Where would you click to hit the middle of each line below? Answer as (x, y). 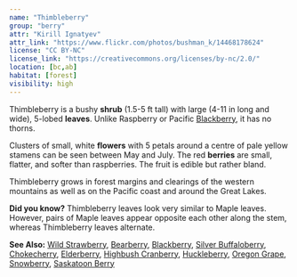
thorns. (22, 128)
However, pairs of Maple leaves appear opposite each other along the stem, (148, 217)
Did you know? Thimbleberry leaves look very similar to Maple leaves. (138, 208)
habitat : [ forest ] (43, 76)
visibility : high (41, 84)
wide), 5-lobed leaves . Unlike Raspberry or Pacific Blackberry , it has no (140, 118)
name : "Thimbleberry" (49, 17)
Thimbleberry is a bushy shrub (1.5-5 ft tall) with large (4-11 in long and (139, 109)
